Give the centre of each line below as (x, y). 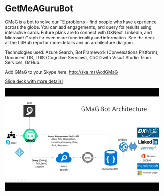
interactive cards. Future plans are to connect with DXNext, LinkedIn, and (79, 32)
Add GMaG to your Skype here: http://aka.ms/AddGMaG (61, 72)
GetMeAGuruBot (39, 9)
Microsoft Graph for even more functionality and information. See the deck (80, 38)
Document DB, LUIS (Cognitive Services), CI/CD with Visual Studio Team (78, 57)
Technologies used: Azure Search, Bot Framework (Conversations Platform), (82, 52)
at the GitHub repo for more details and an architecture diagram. (70, 42)
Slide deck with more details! (34, 81)
